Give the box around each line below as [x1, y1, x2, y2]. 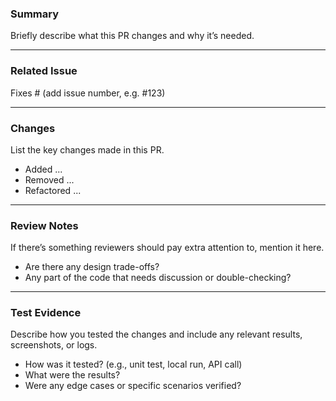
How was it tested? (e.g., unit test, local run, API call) [24, 358, 243, 371]
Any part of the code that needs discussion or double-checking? [24, 272, 292, 284]
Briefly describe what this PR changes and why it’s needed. [10, 30, 255, 42]
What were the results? [24, 369, 121, 381]
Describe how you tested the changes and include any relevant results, [10, 328, 303, 341]
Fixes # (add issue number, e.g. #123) [10, 87, 166, 99]
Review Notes [10, 218, 79, 232]
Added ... [24, 163, 63, 175]
